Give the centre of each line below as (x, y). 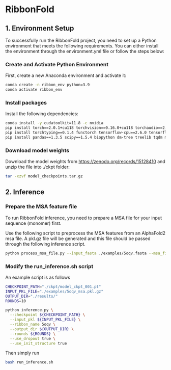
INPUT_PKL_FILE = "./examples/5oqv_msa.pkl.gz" (54, 292)
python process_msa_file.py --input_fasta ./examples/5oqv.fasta (76, 253)
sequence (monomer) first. (33, 223)
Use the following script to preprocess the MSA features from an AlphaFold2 (85, 233)
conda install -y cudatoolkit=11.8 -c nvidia (54, 123)
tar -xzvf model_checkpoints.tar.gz (44, 176)
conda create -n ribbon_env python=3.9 (48, 85)
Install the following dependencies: (42, 114)
